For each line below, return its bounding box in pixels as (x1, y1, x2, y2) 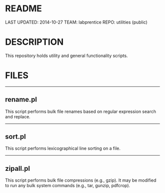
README (5, 3, 42, 14)
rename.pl (5, 95, 37, 104)
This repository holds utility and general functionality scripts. (5, 53, 128, 58)
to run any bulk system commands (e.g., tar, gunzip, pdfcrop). (5, 183, 130, 189)
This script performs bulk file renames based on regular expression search (5, 109, 156, 114)
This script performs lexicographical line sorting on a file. (5, 145, 121, 151)
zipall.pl (5, 164, 30, 172)
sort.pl (5, 133, 26, 141)
